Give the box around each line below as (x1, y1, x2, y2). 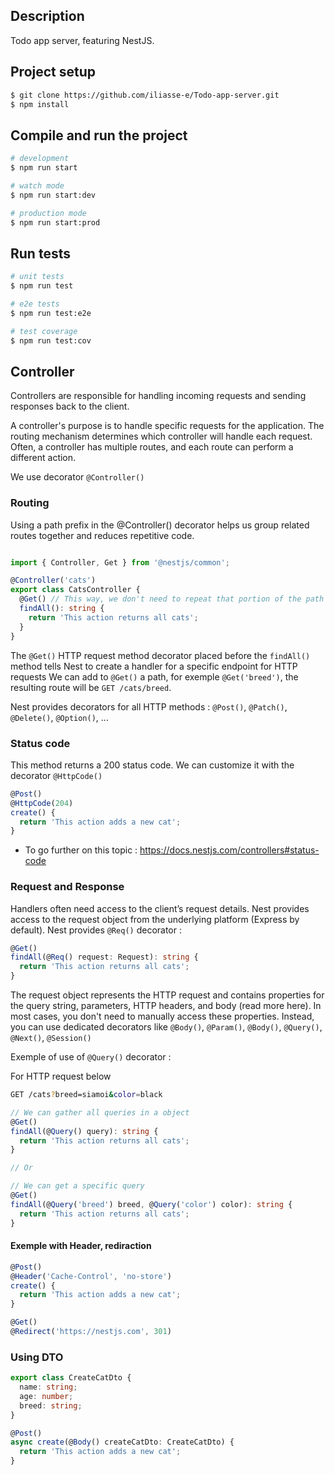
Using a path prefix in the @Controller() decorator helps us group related (10, 519, 310, 531)
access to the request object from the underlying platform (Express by (10, 913, 300, 925)
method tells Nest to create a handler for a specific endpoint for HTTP (10, 660, 298, 672)
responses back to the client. (10, 400, 130, 413)
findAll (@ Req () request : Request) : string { (10, 952, 199, 963)
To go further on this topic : (24, 844, 138, 856)
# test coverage (10, 326, 78, 336)
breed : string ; (19, 1400, 83, 1411)
